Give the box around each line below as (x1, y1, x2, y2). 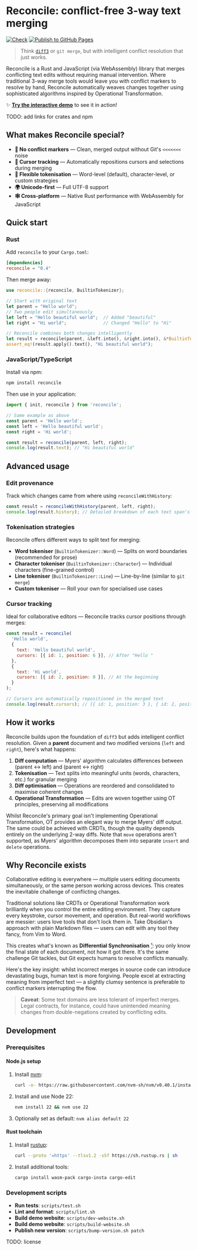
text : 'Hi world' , (16, 669, 62, 675)
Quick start (6, 218, 48, 228)
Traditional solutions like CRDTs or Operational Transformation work (6, 899, 170, 907)
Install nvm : (14, 1070, 43, 1078)
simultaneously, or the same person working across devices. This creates (6, 882, 184, 889)
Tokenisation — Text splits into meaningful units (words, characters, (14, 769, 181, 776)
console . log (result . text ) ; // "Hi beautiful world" (6, 445, 135, 451)
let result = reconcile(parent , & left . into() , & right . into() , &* (6, 336, 169, 342)
